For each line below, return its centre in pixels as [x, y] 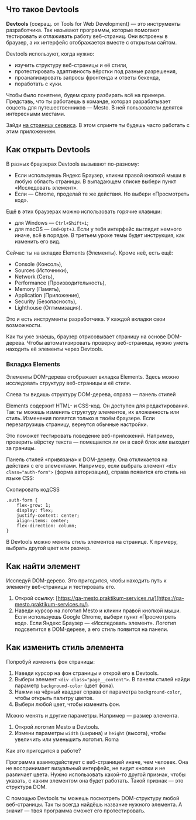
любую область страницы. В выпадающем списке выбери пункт [95, 181]
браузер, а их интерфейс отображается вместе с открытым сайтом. [92, 42]
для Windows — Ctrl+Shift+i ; [51, 222]
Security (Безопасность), [46, 301]
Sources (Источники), [41, 270]
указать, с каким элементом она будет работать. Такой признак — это [95, 780]
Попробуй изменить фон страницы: [51, 661]
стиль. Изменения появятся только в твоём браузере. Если [80, 418]
